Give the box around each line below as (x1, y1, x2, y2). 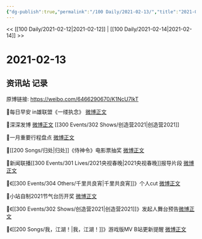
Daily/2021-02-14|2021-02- (124, 25, 192, 33)
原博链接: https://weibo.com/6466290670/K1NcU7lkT (6, 95, 139, 102)
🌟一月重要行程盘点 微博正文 (6, 134, 75, 141)
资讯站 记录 (6, 78, 48, 88)
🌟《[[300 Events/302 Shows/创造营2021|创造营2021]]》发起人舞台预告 (6, 205, 179, 213)
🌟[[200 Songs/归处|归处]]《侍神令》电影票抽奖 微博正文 (6, 146, 145, 154)
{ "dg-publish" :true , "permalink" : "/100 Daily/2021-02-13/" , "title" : (6, 8, 179, 15)
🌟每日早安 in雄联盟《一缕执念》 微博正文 (6, 108, 107, 115)
